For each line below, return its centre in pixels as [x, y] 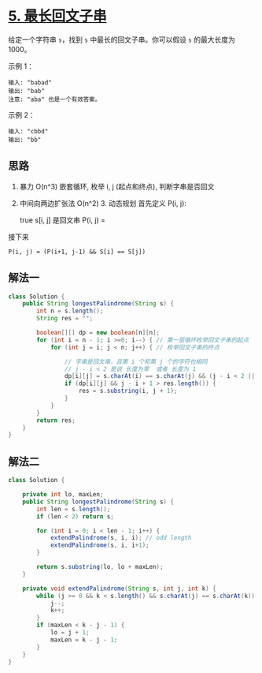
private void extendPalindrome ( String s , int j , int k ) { [119, 589]
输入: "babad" [30, 82]
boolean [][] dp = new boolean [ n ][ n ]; [98, 333]
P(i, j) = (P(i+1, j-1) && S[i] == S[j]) [77, 252]
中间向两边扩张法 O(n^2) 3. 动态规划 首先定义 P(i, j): [103, 203]
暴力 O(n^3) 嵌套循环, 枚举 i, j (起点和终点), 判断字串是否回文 [117, 186]
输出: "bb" [25, 140]
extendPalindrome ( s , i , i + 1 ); [100, 545]
